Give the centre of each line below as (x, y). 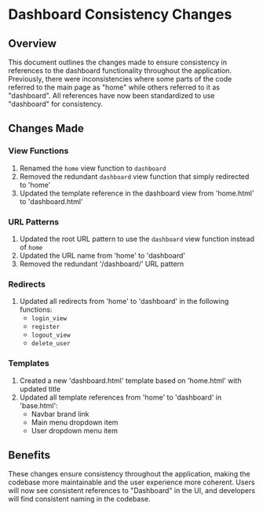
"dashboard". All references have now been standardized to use (111, 95)
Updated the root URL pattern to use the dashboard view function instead (137, 239)
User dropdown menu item (74, 430)
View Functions (38, 151)
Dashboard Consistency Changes (120, 15)
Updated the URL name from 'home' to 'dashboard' (102, 255)
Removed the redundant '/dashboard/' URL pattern (102, 264)
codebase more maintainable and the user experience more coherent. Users (131, 482)
